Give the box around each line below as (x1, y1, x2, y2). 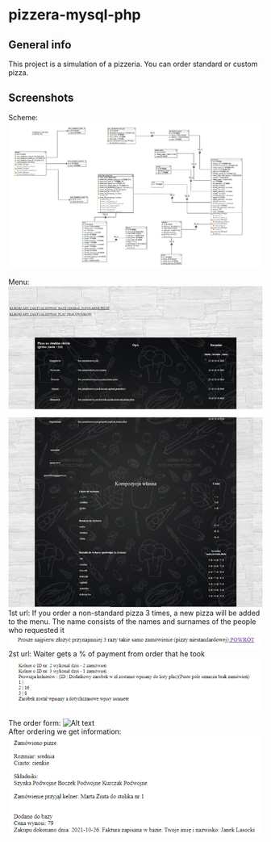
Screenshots (8, 91, 74, 105)
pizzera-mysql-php (8, 6, 141, 24)
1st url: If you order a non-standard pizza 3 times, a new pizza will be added (8, 608, 261, 618)
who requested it (8, 626, 65, 635)
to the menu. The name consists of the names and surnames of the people (8, 617, 256, 626)
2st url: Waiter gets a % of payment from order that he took (8, 649, 206, 659)
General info (8, 38, 72, 52)
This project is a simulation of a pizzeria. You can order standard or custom (8, 59, 258, 69)
